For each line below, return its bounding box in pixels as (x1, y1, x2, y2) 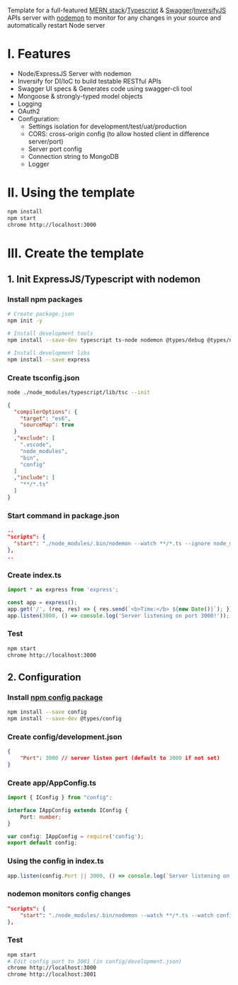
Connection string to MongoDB (28, 152, 119, 160)
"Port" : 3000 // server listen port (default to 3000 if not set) (20, 755, 220, 762)
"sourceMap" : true (20, 421, 74, 428)
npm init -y (7, 317, 42, 325)
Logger (28, 160, 50, 168)
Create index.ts (7, 570, 62, 580)
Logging (17, 99, 42, 108)
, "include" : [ (13, 474, 55, 482)
